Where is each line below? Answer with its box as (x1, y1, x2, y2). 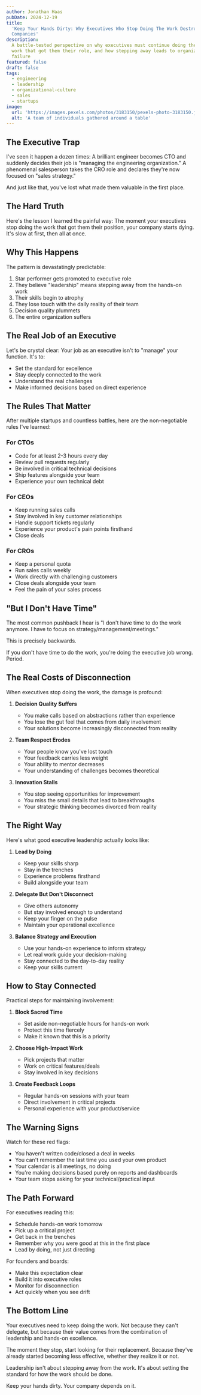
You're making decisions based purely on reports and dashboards (14, 1169, 178, 1176)
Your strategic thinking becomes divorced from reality (23, 803, 157, 810)
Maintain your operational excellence (23, 921, 115, 928)
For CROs (6, 546, 35, 555)
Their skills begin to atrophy (14, 294, 84, 301)
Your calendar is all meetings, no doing (14, 1163, 111, 1170)
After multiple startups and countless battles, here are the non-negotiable (6, 417, 187, 424)
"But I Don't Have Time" (6, 603, 98, 613)
